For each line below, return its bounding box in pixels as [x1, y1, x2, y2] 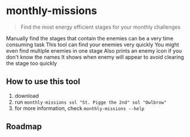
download [14, 92, 39, 99]
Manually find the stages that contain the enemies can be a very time [6, 35, 174, 42]
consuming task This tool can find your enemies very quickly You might [6, 41, 179, 48]
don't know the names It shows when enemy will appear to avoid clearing [6, 53, 184, 60]
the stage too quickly [6, 60, 57, 67]
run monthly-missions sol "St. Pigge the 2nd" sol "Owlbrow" [14, 98, 167, 105]
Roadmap [6, 122, 42, 132]
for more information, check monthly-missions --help [14, 104, 145, 112]
